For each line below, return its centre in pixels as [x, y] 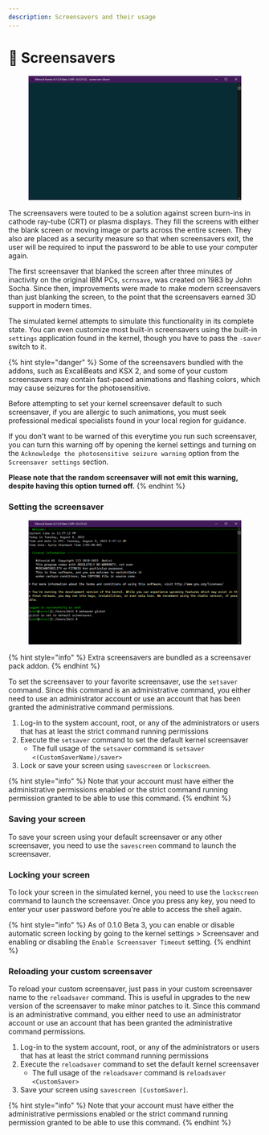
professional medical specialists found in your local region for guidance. [127, 421]
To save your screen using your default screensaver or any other [115, 837]
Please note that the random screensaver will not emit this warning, [123, 478]
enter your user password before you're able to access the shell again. [125, 909]
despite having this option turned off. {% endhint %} [97, 486]
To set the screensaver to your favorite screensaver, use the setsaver [123, 682]
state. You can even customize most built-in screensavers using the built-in [133, 330]
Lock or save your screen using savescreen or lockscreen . [115, 766]
